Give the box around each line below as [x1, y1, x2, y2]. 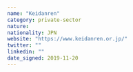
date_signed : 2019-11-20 [7, 55, 79, 62]
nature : [7, 23, 30, 29]
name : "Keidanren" [7, 10, 60, 17]
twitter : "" [7, 42, 41, 49]
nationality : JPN [7, 29, 57, 36]
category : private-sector [7, 16, 81, 23]
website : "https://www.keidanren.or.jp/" [7, 36, 128, 43]
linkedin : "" [7, 49, 45, 56]
